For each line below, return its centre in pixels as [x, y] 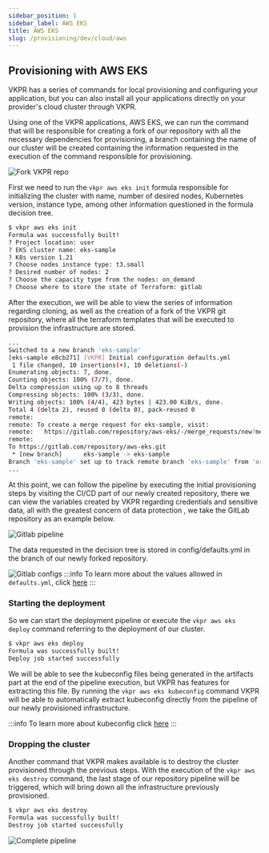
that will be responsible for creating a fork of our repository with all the [125, 131]
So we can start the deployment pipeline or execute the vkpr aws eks [122, 620]
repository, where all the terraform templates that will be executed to [121, 319]
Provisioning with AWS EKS [78, 70]
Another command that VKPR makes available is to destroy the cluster [124, 761]
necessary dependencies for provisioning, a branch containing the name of [132, 139]
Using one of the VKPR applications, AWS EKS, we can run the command [129, 123]
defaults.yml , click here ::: [52, 582]
